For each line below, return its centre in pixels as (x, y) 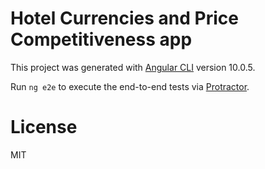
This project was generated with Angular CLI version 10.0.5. (133, 67)
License (44, 127)
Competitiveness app (101, 39)
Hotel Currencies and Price (124, 18)
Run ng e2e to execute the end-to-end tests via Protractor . (130, 86)
